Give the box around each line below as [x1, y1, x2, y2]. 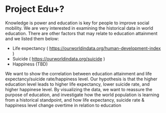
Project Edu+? [5, 3, 65, 15]
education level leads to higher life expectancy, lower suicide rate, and [5, 81, 150, 87]
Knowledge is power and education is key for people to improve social [5, 20, 150, 26]
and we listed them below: [5, 36, 59, 42]
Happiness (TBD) [12, 61, 48, 67]
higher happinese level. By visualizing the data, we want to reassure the [5, 86, 153, 92]
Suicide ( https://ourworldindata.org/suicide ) [12, 56, 106, 61]
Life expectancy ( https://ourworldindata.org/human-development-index [12, 45, 161, 51]
